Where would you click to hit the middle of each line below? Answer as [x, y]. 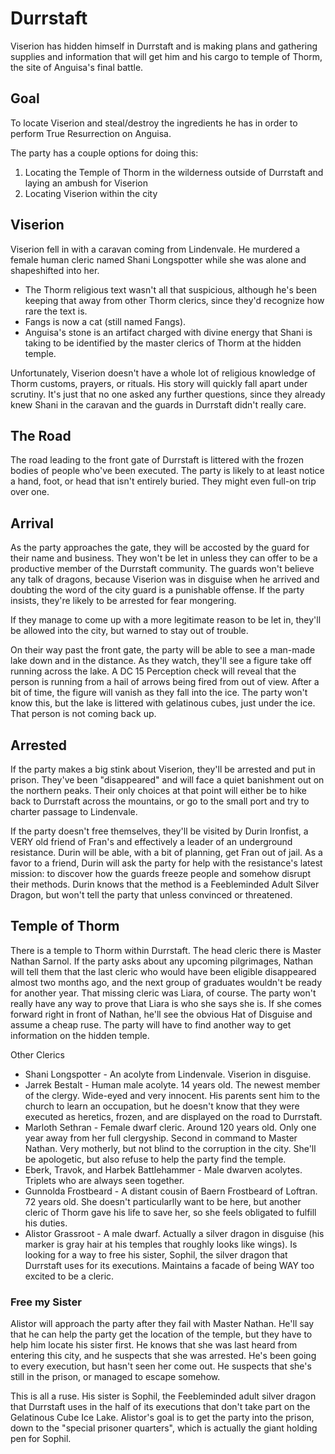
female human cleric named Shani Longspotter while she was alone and [158, 259]
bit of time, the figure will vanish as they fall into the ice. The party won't [159, 693]
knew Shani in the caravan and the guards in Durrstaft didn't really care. [158, 404]
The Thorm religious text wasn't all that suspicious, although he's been [170, 289]
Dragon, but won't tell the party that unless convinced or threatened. [151, 895]
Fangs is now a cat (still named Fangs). [105, 321]
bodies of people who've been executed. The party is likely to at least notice [167, 471]
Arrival [32, 523]
